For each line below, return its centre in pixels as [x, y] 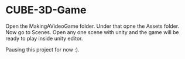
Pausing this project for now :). [42, 49]
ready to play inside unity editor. [44, 38]
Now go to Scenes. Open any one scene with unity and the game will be [92, 32]
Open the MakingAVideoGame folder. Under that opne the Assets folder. [92, 26]
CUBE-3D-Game [46, 10]
